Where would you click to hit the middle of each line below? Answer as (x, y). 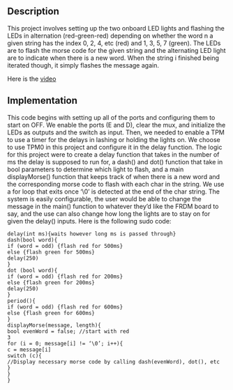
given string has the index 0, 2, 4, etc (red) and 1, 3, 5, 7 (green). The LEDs (114, 43)
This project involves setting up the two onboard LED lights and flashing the (116, 28)
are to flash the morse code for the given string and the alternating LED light (116, 50)
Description (33, 11)
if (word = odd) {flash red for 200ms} (65, 276)
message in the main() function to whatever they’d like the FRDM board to (113, 206)
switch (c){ (24, 356)
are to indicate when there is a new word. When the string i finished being (113, 58)
